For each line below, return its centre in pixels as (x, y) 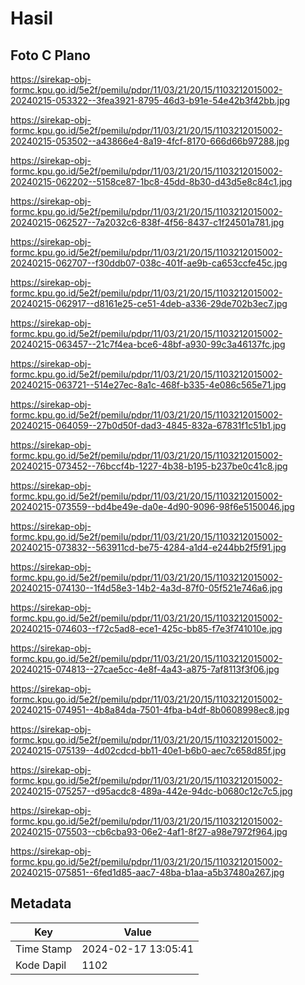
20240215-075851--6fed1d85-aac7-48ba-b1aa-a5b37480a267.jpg (147, 872)
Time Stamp (44, 949)
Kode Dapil (41, 965)
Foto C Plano (50, 55)
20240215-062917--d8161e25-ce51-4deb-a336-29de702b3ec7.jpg (149, 303)
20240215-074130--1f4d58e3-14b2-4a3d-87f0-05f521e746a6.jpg (146, 588)
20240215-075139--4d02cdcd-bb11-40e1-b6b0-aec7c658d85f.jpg (148, 750)
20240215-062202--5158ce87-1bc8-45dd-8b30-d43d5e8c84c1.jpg (151, 181)
